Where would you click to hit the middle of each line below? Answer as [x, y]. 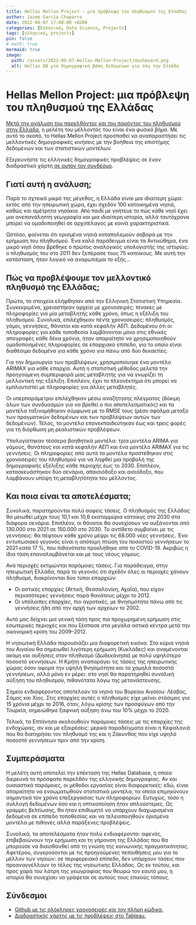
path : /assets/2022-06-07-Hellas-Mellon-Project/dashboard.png [90, 60]
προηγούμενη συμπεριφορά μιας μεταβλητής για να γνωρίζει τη [85, 374]
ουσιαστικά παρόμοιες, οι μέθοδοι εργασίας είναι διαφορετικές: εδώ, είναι [97, 785]
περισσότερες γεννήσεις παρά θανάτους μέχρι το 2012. [82, 595]
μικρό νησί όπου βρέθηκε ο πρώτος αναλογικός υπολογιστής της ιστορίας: [97, 247]
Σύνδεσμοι [27, 895]
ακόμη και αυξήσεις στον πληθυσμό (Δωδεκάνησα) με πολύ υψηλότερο [94, 655]
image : [14, 55]
